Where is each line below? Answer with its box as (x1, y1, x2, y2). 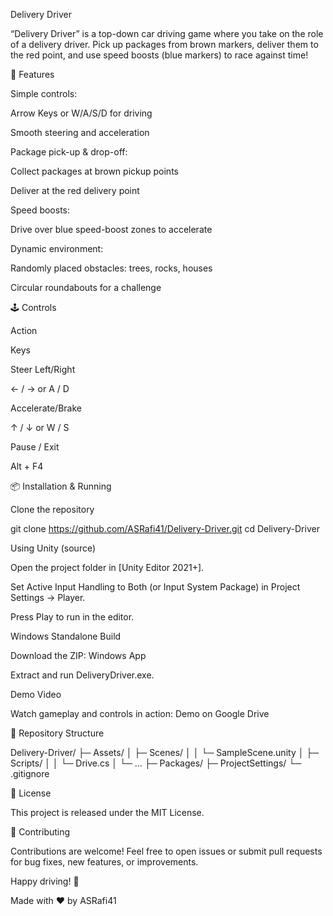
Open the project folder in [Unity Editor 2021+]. (10, 562, 205, 573)
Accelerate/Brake (10, 402, 82, 414)
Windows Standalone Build (10, 630, 122, 642)
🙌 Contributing (10, 826, 71, 838)
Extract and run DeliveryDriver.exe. (10, 669, 155, 681)
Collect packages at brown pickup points (10, 165, 179, 177)
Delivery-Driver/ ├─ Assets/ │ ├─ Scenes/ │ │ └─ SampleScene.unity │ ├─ (10, 747, 320, 758)
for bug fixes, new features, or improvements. (10, 856, 199, 868)
